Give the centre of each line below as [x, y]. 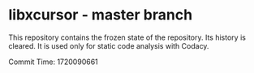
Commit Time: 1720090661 [54, 62]
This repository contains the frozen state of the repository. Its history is [127, 37]
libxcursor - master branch [101, 15]
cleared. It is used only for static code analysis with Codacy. [109, 45]
